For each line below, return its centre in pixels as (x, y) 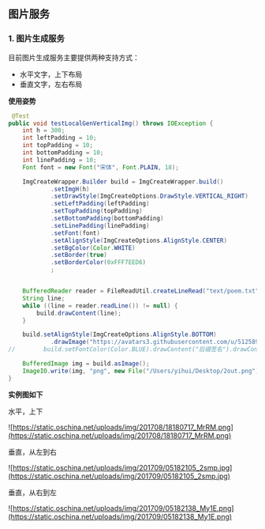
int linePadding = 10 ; (60, 160)
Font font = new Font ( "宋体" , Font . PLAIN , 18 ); (101, 167)
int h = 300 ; (44, 130)
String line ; (44, 298)
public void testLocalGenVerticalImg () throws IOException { (111, 123)
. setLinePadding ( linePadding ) (100, 225)
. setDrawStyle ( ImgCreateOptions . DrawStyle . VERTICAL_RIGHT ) (149, 196)
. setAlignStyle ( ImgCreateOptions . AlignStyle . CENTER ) (138, 240)
